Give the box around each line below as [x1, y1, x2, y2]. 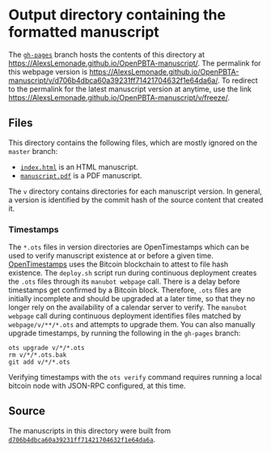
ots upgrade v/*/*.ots [8, 344, 85, 352]
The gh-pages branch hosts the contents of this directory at [8, 49, 205, 59]
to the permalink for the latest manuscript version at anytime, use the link [8, 83, 252, 94]
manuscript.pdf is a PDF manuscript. [19, 170, 142, 180]
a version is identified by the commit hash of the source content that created [8, 194, 264, 204]
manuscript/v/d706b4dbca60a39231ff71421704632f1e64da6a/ [8, 75, 218, 85]
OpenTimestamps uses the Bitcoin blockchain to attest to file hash [8, 259, 229, 269]
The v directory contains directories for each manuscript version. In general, [8, 186, 263, 196]
